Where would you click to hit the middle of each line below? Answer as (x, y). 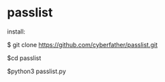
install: (16, 31)
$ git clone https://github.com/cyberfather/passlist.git (82, 44)
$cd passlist (24, 58)
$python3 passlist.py (36, 71)
